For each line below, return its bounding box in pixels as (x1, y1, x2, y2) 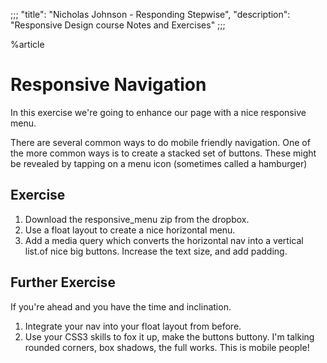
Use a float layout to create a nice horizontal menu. (24, 224, 236, 236)
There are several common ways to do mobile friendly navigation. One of (10, 136, 311, 148)
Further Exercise (10, 274, 116, 291)
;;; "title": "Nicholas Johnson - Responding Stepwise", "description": (10, 9, 291, 20)
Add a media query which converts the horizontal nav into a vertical (24, 234, 304, 246)
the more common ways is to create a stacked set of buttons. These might (10, 147, 317, 159)
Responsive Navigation (10, 74, 207, 96)
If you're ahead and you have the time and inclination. (10, 300, 232, 313)
